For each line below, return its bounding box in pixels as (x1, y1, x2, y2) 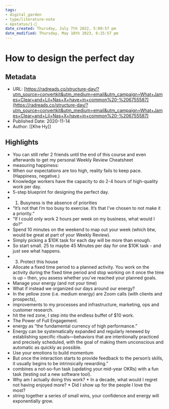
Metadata (5, 73, 36, 81)
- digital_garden (5, 12, 42, 17)
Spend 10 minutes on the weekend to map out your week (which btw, (12, 226, 156, 232)
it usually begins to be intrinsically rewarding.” (12, 360, 108, 366)
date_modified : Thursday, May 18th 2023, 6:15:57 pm (5, 31, 119, 36)
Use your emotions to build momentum (12, 349, 94, 356)
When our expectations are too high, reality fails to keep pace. (12, 167, 142, 173)
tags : (5, 7, 17, 13)
